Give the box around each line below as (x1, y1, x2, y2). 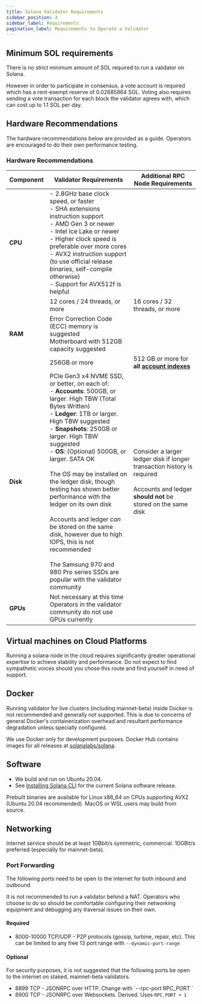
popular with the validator (49, 575, 122, 584)
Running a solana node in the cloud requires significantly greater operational (6, 652, 195, 659)
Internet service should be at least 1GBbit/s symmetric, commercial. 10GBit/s (6, 839, 196, 847)
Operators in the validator (49, 601, 122, 609)
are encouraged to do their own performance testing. (6, 141, 138, 148)
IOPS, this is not (49, 538, 94, 546)
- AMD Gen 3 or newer (49, 219, 115, 228)
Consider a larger (133, 447, 182, 456)
